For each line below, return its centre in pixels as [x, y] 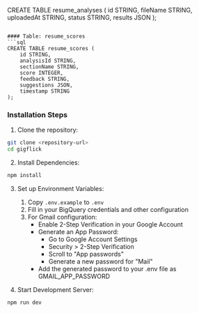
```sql [17, 43]
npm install [24, 176]
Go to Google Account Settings [93, 239]
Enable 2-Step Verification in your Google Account [110, 224]
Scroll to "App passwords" [86, 254]
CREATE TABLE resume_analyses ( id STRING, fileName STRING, [100, 10]
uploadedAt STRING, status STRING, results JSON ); [82, 17]
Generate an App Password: [78, 231]
